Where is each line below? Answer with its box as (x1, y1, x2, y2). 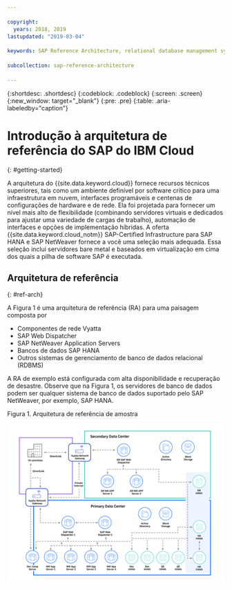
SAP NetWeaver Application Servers (17, 339, 121, 348)
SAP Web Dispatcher (17, 332, 77, 340)
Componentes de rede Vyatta (17, 324, 101, 333)
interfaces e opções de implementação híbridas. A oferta (7, 223, 169, 231)
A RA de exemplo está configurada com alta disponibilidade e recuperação (7, 375, 220, 383)
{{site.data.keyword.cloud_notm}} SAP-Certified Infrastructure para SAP (7, 230, 213, 238)
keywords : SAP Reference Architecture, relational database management (7, 48, 217, 55)
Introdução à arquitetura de (7, 128, 168, 144)
